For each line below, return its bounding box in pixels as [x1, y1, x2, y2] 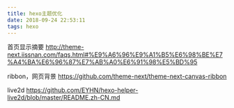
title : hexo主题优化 [7, 10, 63, 17]
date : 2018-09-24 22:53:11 [7, 17, 86, 24]
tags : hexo [7, 23, 39, 30]
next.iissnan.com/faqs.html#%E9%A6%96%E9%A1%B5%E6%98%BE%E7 [7, 51, 223, 59]
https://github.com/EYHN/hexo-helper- [26, 86, 139, 94]
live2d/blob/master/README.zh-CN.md [7, 93, 120, 102]
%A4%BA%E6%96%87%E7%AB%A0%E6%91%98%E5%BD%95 [7, 58, 198, 66]
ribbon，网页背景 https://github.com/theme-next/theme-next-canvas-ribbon [7, 72, 227, 80]
